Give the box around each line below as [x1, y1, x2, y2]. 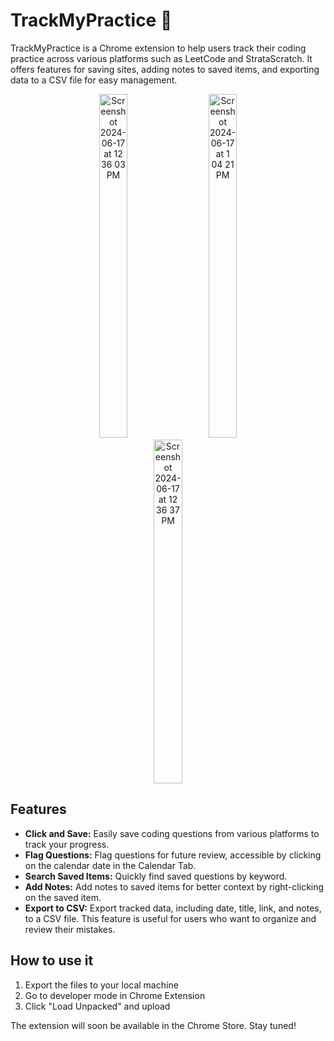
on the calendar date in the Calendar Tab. [24, 859, 197, 871]
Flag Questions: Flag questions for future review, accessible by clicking [24, 849, 322, 861]
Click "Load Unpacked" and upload [24, 1000, 171, 1012]
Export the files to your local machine [24, 979, 179, 991]
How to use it [10, 952, 94, 969]
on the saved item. [24, 891, 102, 903]
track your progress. [24, 838, 110, 850]
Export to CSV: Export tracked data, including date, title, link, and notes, [24, 902, 322, 914]
